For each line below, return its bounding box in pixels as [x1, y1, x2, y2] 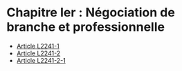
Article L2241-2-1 [16, 56, 66, 64]
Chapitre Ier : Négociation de [6, 5, 176, 20]
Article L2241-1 [16, 42, 60, 50]
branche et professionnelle [6, 19, 165, 35]
